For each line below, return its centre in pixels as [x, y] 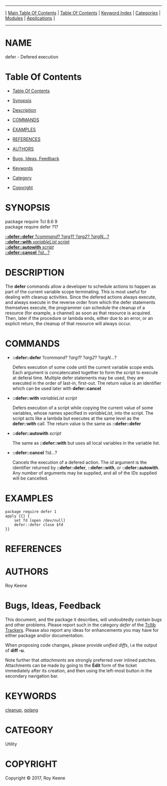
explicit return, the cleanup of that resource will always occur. [68, 323]
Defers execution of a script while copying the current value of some [83, 408]
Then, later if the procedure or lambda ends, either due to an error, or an [79, 318]
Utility [11, 744]
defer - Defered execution [32, 57]
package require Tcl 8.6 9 [31, 221]
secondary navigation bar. [32, 676]
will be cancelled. [30, 478]
